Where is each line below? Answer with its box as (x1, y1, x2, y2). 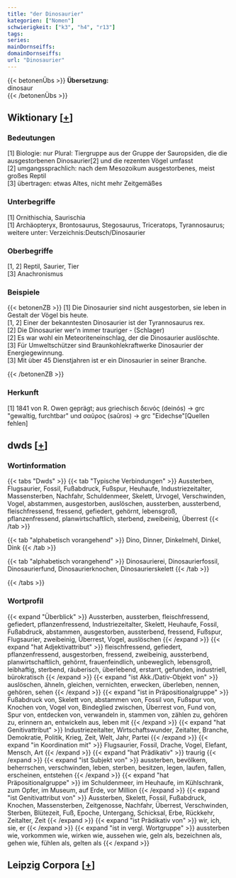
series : (7, 37, 30, 44)
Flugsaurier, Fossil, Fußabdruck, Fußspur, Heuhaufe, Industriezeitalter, (7, 484, 213, 493)
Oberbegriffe (7, 246, 53, 256)
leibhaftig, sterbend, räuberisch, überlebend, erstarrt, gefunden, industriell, (7, 665, 227, 674)
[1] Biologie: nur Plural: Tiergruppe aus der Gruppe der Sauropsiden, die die (7, 149, 228, 158)
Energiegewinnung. (7, 349, 64, 357)
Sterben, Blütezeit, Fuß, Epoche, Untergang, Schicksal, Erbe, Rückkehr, (7, 808, 215, 817)
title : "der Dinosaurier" (7, 10, 84, 18)
